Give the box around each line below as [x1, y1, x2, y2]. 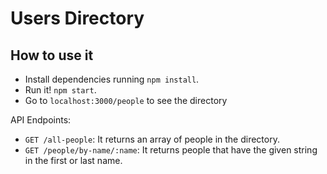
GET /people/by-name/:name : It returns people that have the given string [24, 144, 318, 156]
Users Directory [10, 7, 145, 30]
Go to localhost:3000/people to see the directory [24, 95, 228, 106]
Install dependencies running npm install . [24, 73, 200, 85]
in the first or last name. [24, 155, 123, 166]
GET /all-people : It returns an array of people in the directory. [24, 133, 280, 145]
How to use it [10, 47, 94, 64]
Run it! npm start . [24, 84, 97, 96]
